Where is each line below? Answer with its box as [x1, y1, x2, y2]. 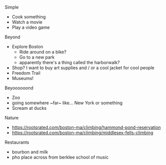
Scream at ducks [11, 105, 47, 111]
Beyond [4, 34, 20, 40]
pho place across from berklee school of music [11, 154, 109, 160]
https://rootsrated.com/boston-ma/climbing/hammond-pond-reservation [11, 124, 161, 130]
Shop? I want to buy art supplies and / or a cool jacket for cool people [11, 65, 155, 71]
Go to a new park [19, 54, 55, 60]
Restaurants [4, 139, 29, 145]
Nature [4, 115, 19, 121]
